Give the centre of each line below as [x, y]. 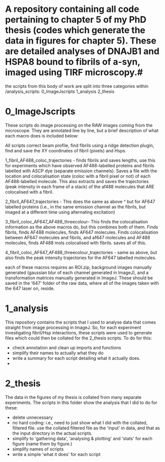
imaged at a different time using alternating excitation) [60, 212]
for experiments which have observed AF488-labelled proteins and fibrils [80, 165]
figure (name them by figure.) [42, 444]
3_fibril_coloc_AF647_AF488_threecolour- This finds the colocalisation [77, 221]
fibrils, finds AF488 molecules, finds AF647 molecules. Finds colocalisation [82, 232]
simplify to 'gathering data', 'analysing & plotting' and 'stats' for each [82, 438]
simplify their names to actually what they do [58, 353]
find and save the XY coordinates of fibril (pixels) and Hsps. [66, 150]
